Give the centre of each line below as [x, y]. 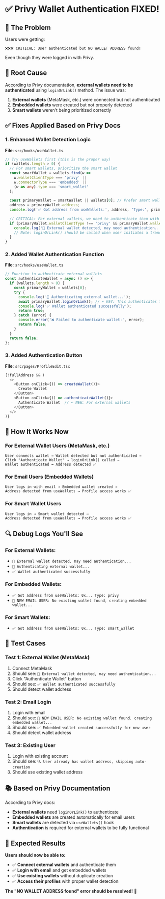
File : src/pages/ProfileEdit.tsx [38, 366]
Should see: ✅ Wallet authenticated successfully [64, 684]
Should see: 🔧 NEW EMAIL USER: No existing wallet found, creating [82, 718]
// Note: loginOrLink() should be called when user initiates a [81, 232]
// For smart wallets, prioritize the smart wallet [64, 168]
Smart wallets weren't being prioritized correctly [62, 110]
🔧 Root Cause [26, 73]
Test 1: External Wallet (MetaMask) [47, 657]
